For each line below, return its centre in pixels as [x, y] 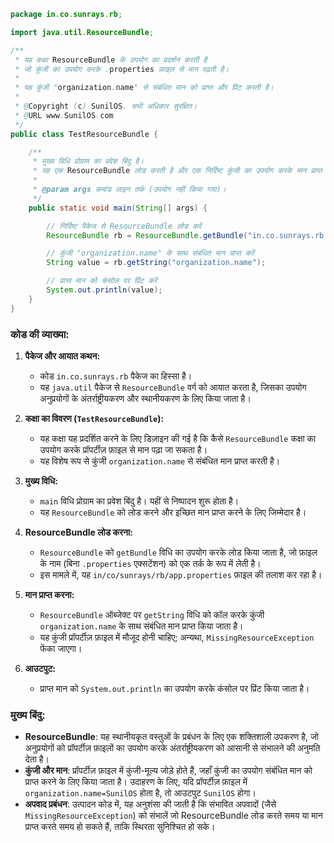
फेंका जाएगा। [61, 648]
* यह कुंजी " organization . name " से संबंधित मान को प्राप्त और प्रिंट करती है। [144, 88]
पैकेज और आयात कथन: [62, 356]
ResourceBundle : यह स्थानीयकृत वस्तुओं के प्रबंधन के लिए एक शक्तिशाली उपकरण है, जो [172, 737]
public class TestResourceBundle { [84, 134]
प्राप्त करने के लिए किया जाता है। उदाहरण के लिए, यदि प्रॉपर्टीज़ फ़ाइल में [136, 782]
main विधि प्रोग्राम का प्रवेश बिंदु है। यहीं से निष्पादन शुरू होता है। [139, 501]
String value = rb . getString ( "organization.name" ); [156, 263]
